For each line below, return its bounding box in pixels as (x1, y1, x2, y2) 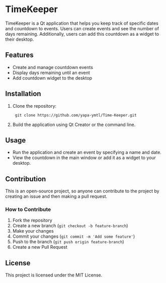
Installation (5, 90, 41, 98)
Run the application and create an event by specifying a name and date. (12, 150, 162, 156)
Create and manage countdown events (12, 64, 93, 70)
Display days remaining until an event (12, 69, 91, 76)
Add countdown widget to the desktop (12, 75, 92, 81)
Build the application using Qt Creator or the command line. (12, 121, 136, 127)
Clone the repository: (12, 103, 57, 109)
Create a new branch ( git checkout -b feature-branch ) (12, 223, 128, 229)
